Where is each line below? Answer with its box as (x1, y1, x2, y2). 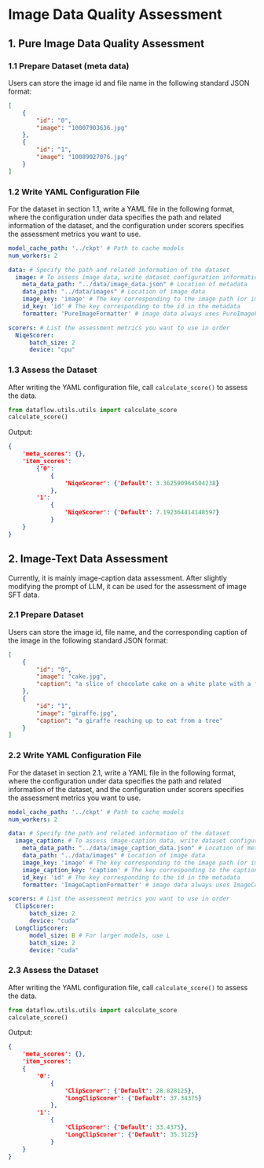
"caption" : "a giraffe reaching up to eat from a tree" (36, 717, 223, 724)
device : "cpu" (28, 346, 76, 354)
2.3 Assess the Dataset (8, 965, 99, 976)
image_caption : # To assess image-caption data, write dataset (15, 837, 226, 845)
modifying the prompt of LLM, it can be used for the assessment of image (8, 581, 247, 591)
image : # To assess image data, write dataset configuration (15, 273, 220, 281)
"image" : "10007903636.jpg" (36, 123, 128, 131)
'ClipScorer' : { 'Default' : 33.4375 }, (64, 1123, 189, 1132)
